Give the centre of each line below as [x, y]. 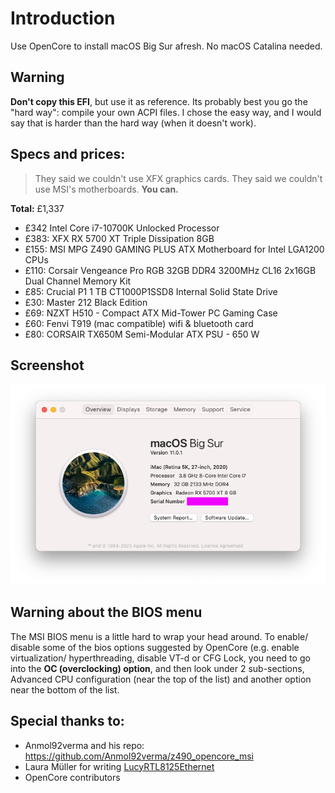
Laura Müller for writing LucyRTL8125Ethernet [119, 766]
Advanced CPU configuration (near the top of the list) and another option [161, 679]
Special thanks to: [67, 721]
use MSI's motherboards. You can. [106, 189]
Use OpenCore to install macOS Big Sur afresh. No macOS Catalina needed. [166, 46]
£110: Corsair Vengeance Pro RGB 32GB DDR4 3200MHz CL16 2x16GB [170, 270]
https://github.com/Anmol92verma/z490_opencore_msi [139, 756]
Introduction [63, 18]
